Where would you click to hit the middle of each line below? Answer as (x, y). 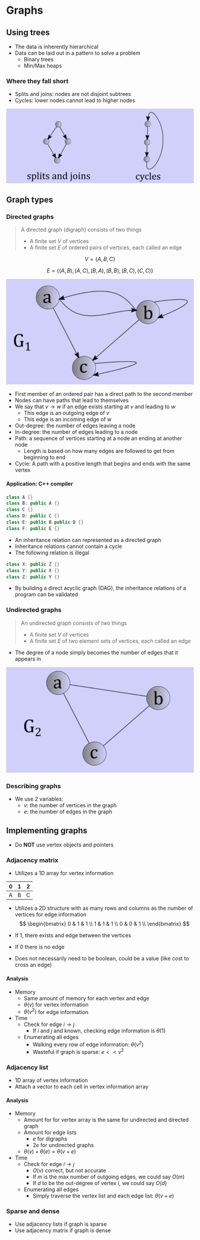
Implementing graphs (47, 830)
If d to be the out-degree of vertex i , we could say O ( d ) (100, 1183)
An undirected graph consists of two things (74, 623)
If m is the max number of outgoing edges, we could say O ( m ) (109, 1177)
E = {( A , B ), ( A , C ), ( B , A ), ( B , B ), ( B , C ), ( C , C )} (100, 271)
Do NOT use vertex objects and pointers (64, 845)
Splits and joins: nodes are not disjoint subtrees (73, 94)
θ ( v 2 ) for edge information (56, 1011)
